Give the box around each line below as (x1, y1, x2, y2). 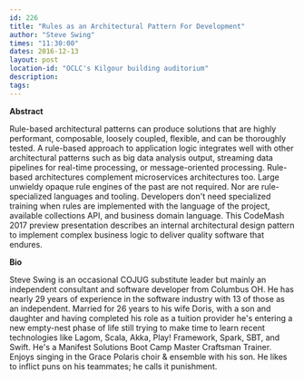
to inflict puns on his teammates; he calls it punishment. (9, 360, 218, 372)
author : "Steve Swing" (9, 30, 95, 39)
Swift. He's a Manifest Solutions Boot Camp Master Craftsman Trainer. (9, 341, 272, 352)
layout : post (9, 55, 59, 64)
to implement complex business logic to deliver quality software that (9, 229, 265, 240)
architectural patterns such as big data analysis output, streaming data (9, 151, 274, 163)
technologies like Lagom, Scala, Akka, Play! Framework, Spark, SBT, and (9, 332, 280, 343)
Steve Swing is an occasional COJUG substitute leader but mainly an (9, 274, 267, 285)
